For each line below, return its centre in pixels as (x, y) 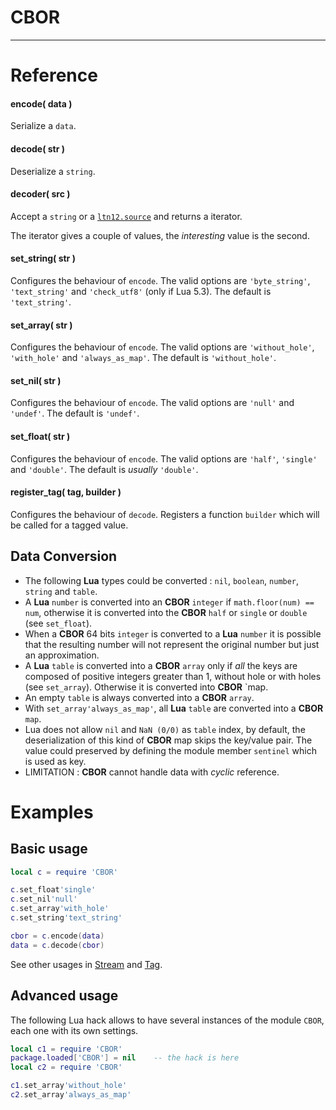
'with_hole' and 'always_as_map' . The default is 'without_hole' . (143, 358)
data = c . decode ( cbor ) (57, 945)
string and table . (61, 591)
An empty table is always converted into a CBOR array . (139, 697)
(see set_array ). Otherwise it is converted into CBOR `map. (146, 687)
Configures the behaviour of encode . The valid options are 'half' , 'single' (164, 458)
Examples (52, 812)
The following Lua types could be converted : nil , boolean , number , (162, 580)
